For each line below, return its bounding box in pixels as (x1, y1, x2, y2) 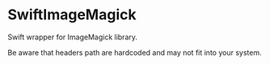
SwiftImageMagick (7, 6, 137, 24)
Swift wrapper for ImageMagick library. (7, 32, 138, 42)
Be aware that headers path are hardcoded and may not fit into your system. (7, 47, 262, 57)
